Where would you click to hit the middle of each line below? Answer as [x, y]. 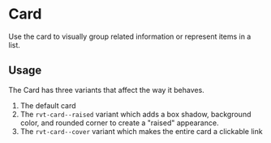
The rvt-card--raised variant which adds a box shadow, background [135, 114]
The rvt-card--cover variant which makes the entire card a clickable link [141, 131]
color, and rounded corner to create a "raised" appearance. [119, 123]
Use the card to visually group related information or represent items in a [130, 36]
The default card [48, 105]
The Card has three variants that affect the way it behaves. [106, 90]
